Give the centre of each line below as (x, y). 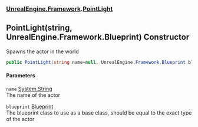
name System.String (29, 89)
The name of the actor (33, 95)
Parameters (21, 76)
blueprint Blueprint (30, 106)
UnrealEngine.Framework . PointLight (60, 9)
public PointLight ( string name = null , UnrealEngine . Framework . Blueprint (96, 62)
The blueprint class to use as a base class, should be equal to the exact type (99, 113)
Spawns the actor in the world (43, 51)
